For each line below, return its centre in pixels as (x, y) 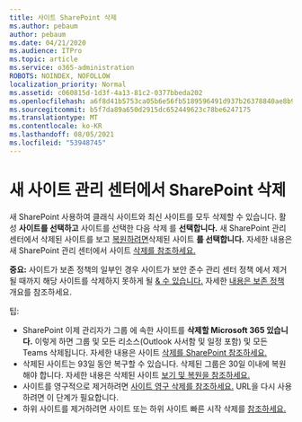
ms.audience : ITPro (46, 51)
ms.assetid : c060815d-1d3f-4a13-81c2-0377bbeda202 (106, 92)
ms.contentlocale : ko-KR (56, 127)
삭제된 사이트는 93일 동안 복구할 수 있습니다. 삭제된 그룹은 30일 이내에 (146, 364)
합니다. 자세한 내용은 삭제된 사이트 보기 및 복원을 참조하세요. (144, 374)
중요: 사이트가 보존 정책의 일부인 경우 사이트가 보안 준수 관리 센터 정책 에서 (140, 269)
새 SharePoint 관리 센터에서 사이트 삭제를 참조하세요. (102, 250)
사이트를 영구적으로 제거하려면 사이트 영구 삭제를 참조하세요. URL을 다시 (149, 386)
